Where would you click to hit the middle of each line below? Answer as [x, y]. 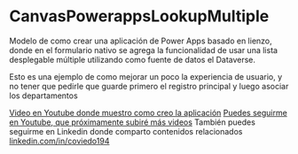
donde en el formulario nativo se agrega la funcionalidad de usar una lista [143, 50]
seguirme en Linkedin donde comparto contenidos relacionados [126, 131]
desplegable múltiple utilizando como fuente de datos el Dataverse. [132, 59]
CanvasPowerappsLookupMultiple [139, 16]
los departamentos [43, 96]
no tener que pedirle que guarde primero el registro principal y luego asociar [149, 86]
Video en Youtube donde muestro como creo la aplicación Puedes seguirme [149, 112]
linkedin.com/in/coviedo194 [59, 141]
